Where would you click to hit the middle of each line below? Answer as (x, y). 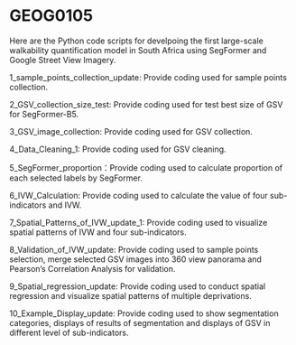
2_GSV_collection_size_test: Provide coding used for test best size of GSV (146, 104)
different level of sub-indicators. (69, 332)
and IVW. (65, 205)
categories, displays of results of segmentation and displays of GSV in (140, 322)
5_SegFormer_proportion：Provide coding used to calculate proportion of (146, 167)
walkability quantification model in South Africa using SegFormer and (138, 50)
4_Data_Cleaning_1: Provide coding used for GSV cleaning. (118, 149)
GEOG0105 (51, 16)
